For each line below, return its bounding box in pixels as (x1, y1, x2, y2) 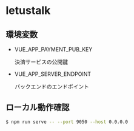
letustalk (5, 4, 51, 18)
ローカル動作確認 (5, 102, 70, 113)
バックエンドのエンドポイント (14, 83, 89, 90)
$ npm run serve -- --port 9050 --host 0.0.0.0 (5, 119, 129, 125)
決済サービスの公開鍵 (14, 58, 68, 65)
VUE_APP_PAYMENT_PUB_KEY (14, 46, 93, 53)
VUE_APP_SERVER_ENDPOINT (14, 70, 92, 78)
